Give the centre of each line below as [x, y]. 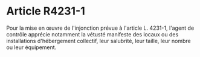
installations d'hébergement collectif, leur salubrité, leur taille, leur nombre [99, 41]
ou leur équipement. [31, 47]
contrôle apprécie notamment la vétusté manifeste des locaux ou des [92, 34]
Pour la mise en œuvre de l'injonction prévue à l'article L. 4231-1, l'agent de [100, 28]
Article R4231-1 [46, 11]
